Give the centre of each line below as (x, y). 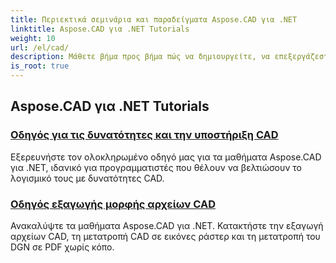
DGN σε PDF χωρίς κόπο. (62, 247)
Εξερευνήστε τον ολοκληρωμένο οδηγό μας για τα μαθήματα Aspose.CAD (166, 157)
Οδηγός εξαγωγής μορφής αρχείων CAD (113, 204)
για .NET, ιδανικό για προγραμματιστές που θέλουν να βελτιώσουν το (156, 167)
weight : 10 (33, 38)
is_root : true (40, 66)
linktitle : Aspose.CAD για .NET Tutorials (100, 29)
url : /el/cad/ (40, 47)
